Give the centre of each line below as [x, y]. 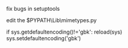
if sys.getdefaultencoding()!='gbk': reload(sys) [64, 32]
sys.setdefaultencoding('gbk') [44, 38]
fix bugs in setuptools [33, 9]
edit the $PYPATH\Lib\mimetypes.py [52, 20]
